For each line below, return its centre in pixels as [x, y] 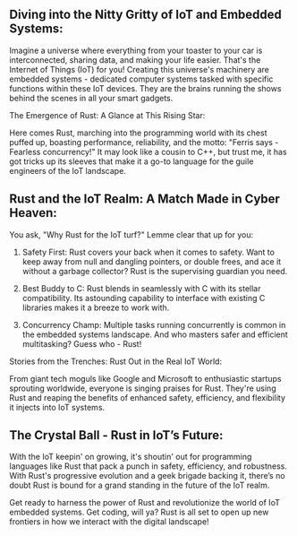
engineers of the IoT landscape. [68, 170]
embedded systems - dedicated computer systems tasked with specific [141, 79]
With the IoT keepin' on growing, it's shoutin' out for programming [131, 457]
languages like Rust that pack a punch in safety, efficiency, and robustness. [148, 466]
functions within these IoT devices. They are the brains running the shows [145, 88]
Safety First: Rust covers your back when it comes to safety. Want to [148, 252]
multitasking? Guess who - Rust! [82, 343]
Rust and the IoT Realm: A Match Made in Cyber [144, 199]
